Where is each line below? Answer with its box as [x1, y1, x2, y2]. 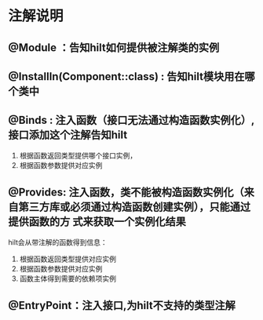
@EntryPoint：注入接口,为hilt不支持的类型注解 [8, 299, 236, 312]
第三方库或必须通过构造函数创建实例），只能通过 [18, 201, 251, 214]
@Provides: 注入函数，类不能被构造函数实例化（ [8, 186, 245, 199]
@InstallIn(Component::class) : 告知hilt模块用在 [8, 70, 245, 83]
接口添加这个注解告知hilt [8, 129, 128, 142]
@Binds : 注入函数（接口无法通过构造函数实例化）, [8, 114, 255, 127]
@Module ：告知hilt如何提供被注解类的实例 [8, 41, 220, 54]
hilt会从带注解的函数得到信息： [8, 237, 108, 247]
